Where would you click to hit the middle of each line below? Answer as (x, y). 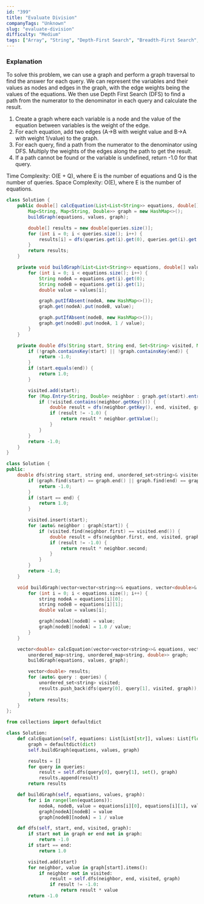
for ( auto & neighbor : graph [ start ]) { (79, 526)
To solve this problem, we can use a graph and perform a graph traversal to (101, 75)
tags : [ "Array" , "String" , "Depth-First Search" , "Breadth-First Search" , (103, 40)
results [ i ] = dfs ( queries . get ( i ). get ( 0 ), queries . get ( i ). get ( (119, 239)
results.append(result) (69, 778)
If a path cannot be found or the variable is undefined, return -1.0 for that (106, 158)
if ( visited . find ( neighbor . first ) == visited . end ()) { (110, 531)
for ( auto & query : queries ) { (68, 677)
